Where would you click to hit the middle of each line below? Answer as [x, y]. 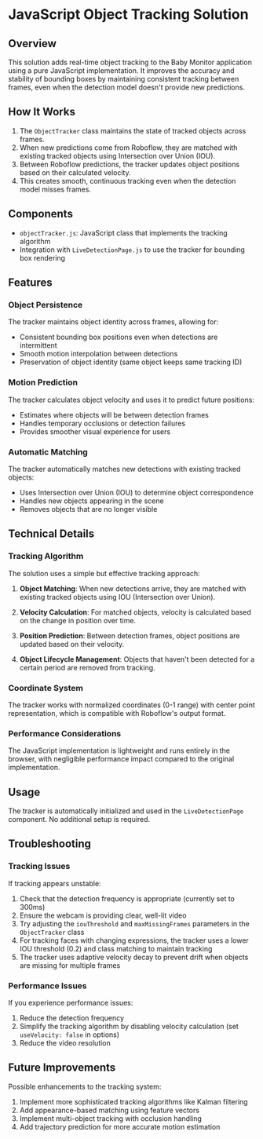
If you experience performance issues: [71, 1002]
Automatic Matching [48, 451]
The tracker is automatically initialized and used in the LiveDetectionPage [126, 811]
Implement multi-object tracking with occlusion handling [111, 1118]
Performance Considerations [65, 733]
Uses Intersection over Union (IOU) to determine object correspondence [136, 492]
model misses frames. [55, 189]
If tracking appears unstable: [55, 883]
